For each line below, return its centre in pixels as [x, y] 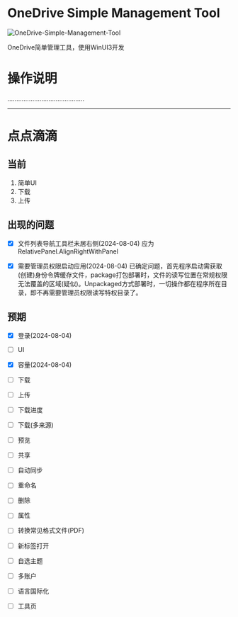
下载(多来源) [35, 425]
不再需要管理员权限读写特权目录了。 [89, 293]
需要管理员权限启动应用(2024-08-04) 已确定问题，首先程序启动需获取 [120, 266]
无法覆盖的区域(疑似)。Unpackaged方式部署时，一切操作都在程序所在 [119, 283]
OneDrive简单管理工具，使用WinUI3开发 [66, 47]
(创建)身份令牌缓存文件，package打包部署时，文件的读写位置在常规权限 [123, 275]
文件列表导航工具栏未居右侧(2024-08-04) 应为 [86, 243]
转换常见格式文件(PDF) [51, 531]
